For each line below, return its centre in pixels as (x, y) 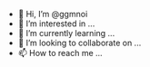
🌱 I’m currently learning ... (66, 33)
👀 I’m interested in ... (56, 24)
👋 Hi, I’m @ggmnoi (53, 14)
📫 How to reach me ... (60, 53)
